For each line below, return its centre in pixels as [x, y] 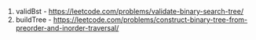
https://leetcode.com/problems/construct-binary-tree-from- [150, 20]
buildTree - [33, 20]
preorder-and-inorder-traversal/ [67, 28]
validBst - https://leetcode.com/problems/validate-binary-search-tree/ [130, 11]
